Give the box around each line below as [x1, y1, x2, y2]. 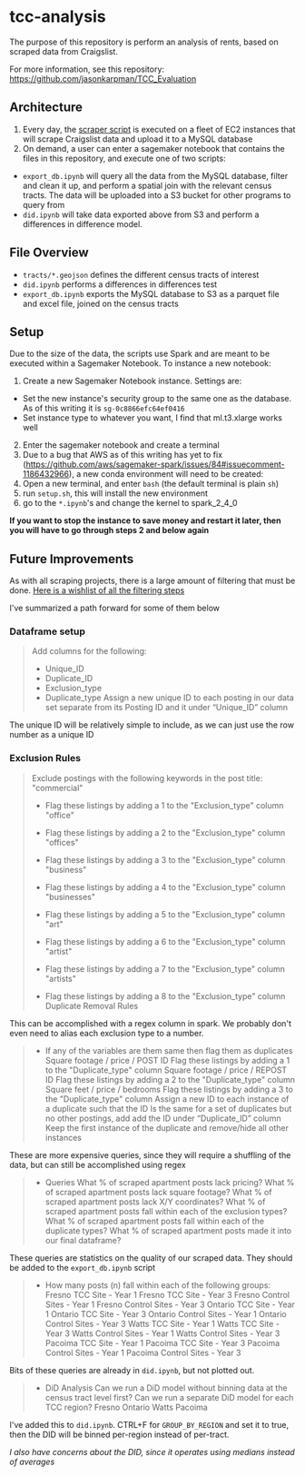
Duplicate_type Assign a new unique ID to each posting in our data [44, 692, 295, 703]
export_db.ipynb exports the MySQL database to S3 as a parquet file [22, 288, 280, 299]
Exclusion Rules [9, 752, 82, 765]
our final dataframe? [44, 1234, 122, 1245]
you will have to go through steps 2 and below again [9, 525, 210, 536]
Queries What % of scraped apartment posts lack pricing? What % [44, 1176, 295, 1187]
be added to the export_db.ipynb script [9, 1262, 156, 1273]
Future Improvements [9, 551, 134, 567]
